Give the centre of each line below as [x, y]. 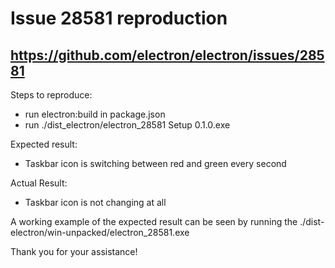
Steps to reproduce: [51, 95]
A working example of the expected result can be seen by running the [154, 221]
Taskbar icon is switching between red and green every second [155, 163]
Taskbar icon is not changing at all [95, 202]
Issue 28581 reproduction [119, 18]
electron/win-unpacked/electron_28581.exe [100, 232]
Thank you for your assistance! [74, 251]
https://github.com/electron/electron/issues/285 [167, 55]
